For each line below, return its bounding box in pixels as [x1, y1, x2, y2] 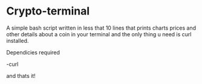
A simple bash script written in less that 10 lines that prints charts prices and [6, 24, 197, 31]
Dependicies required [6, 48, 60, 56]
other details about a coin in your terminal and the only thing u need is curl [6, 30, 192, 37]
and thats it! [6, 72, 36, 79]
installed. [6, 37, 29, 44]
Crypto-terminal [6, 4, 90, 18]
